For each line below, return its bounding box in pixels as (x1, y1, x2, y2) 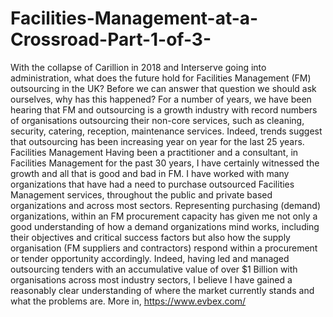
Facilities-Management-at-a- (10, 7, 259, 30)
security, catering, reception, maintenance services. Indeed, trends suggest (10, 125, 323, 137)
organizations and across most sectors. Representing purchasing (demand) (10, 199, 322, 211)
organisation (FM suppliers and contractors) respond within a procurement (10, 242, 318, 254)
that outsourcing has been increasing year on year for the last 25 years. (10, 135, 305, 147)
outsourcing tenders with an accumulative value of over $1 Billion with (10, 263, 298, 275)
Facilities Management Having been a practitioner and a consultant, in (10, 146, 299, 158)
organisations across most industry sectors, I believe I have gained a (10, 273, 293, 286)
